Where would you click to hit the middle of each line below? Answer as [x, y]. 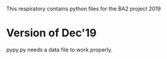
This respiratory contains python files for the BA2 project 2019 [83, 9]
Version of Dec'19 [52, 33]
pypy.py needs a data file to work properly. [59, 49]
